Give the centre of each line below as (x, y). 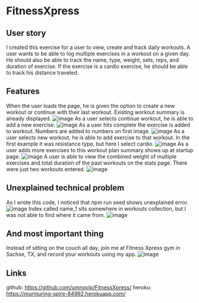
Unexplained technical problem (65, 188)
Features (23, 92)
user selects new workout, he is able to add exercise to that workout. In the (98, 137)
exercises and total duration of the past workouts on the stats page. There (97, 163)
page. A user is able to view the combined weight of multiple (91, 156)
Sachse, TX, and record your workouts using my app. (71, 254)
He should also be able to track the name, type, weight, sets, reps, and (93, 60)
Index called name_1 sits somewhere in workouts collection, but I (107, 208)
